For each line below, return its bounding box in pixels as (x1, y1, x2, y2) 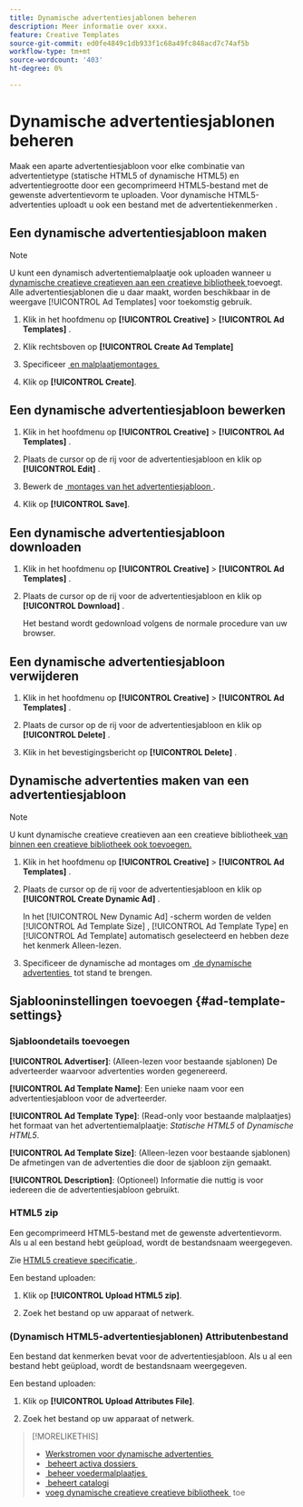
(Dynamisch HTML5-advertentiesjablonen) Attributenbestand (9, 1330, 288, 1342)
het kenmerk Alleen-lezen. (22, 940, 122, 951)
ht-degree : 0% (9, 65, 64, 74)
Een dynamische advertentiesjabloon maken (9, 225, 268, 241)
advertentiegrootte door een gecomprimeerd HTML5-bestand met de (9, 179, 269, 191)
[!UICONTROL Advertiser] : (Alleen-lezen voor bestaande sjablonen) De (9, 1055, 279, 1066)
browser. (22, 628, 56, 639)
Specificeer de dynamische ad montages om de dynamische (22, 957, 252, 968)
